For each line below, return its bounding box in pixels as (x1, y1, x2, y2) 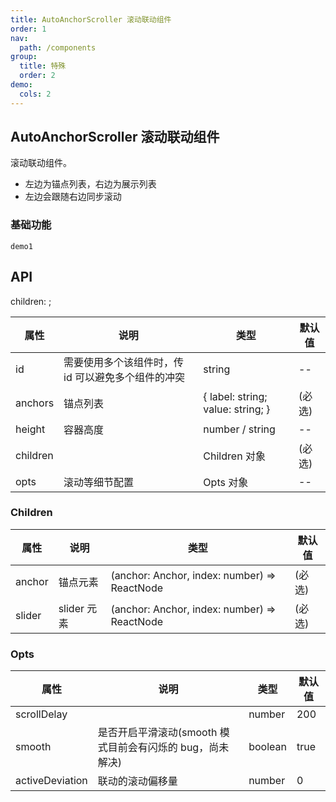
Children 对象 (203, 449, 266, 463)
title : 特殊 (19, 61, 67, 71)
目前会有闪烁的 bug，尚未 (107, 741, 230, 755)
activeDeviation (15, 774, 88, 788)
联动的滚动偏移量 (97, 774, 178, 788)
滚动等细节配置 (63, 475, 135, 489)
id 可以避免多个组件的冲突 (63, 370, 186, 384)
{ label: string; (203, 389, 268, 403)
